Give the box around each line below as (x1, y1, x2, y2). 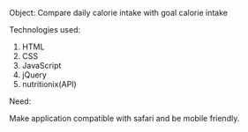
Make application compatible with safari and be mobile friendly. (9, 114, 240, 123)
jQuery (21, 70, 47, 80)
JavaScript (21, 61, 62, 70)
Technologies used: (9, 25, 81, 34)
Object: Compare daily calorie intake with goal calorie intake (9, 8, 228, 18)
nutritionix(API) (21, 79, 77, 89)
